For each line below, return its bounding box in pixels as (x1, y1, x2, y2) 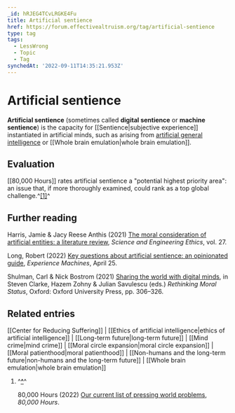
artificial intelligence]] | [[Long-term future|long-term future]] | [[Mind (7, 334, 208, 342)
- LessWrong (13, 43, 49, 50)
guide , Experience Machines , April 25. (7, 259, 118, 267)
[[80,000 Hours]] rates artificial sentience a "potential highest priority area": (7, 176, 227, 185)
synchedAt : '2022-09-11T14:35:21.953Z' (7, 62, 124, 69)
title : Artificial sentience (7, 17, 93, 24)
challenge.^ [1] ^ (7, 192, 51, 200)
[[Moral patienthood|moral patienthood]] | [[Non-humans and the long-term (7, 349, 226, 357)
